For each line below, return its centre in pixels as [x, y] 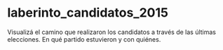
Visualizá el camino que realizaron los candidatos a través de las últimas [111, 32]
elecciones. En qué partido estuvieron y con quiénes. [84, 39]
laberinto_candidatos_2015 [88, 13]
